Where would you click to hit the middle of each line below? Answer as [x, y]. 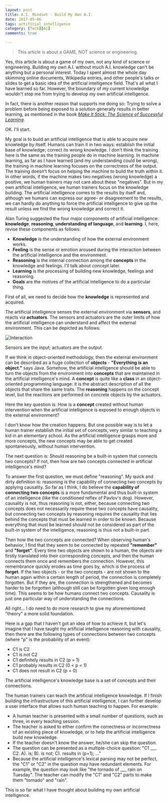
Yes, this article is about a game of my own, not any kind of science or [78, 62]
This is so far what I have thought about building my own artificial [73, 790]
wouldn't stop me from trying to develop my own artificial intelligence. [77, 94]
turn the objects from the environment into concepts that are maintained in [82, 373]
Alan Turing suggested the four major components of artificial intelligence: [82, 218]
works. [19, 244]
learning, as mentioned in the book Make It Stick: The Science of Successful [84, 114]
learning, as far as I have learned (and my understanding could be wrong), [82, 161]
